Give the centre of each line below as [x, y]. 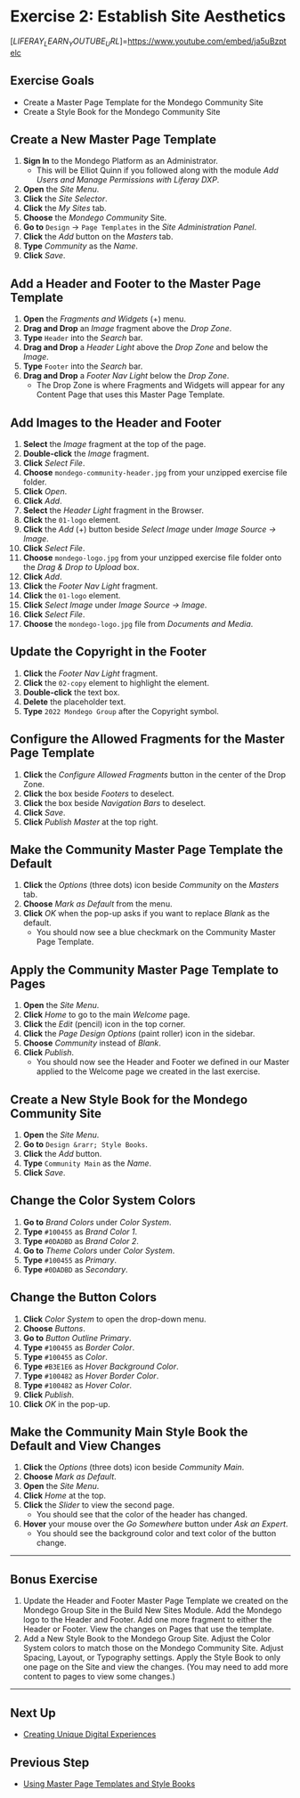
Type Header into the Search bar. [83, 338]
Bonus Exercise [54, 1579]
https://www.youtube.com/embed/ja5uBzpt [207, 41]
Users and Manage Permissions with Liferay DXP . [128, 180]
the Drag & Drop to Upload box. [81, 566]
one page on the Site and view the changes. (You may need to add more [155, 1667]
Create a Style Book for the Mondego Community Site [122, 111]
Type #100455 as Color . [65, 1356]
